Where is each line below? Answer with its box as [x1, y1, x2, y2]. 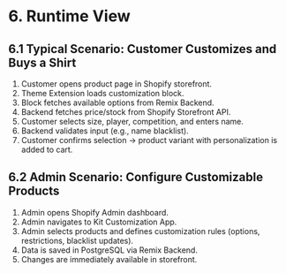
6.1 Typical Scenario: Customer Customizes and [8, 42, 277, 57]
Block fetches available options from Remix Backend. [20, 97, 214, 108]
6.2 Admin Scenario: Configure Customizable [8, 170, 264, 185]
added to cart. [20, 144, 73, 155]
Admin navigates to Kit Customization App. [20, 216, 177, 227]
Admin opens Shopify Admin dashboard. [20, 207, 169, 217]
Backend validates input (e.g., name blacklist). [20, 125, 189, 136]
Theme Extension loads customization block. [20, 88, 184, 98]
